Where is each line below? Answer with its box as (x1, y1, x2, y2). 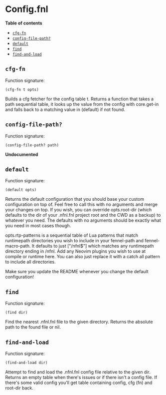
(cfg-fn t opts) (5, 87, 39, 92)
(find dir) (5, 310, 28, 315)
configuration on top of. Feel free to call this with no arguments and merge (5, 201, 158, 208)
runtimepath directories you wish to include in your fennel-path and (5, 238, 144, 244)
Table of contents (5, 20, 42, 26)
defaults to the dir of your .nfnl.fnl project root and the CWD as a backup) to (5, 212, 161, 218)
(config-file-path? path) (5, 142, 59, 148)
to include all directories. (5, 259, 56, 265)
